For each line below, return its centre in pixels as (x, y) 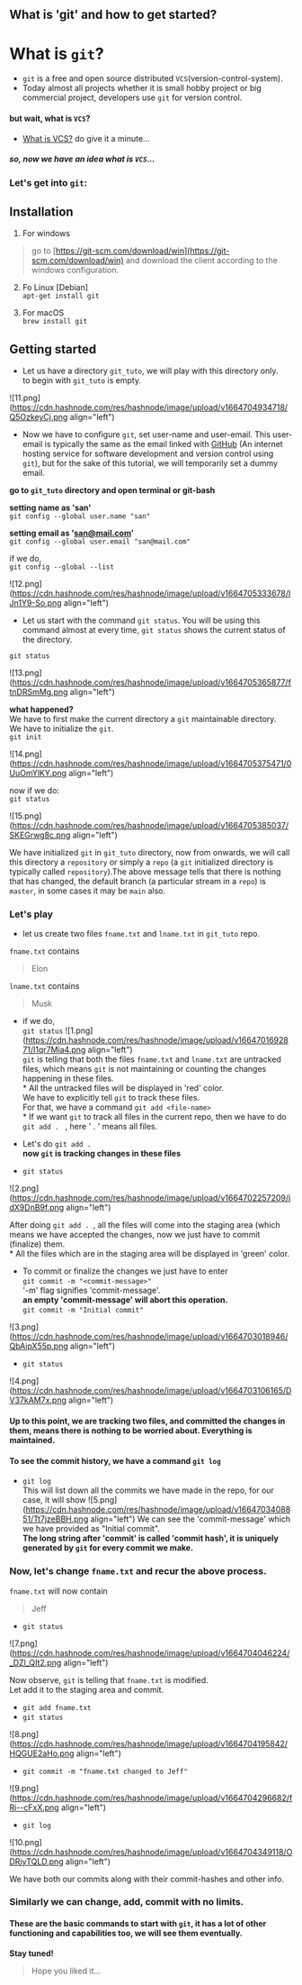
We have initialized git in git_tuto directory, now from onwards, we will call (150, 853)
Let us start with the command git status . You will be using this (141, 620)
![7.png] (23, 1643)
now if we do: (35, 791)
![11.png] (25, 398)
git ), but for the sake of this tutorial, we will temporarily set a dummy (150, 463)
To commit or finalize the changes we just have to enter (125, 1271)
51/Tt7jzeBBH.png (55, 1519)
